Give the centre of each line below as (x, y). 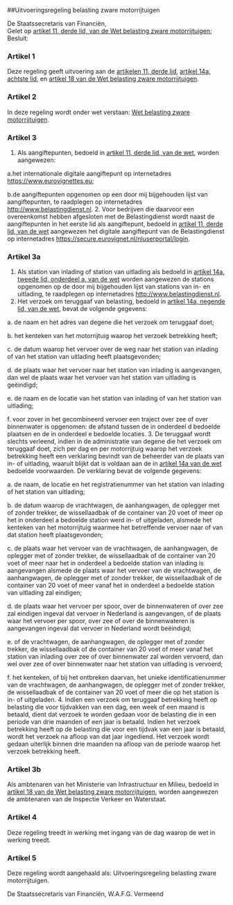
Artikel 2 (22, 97)
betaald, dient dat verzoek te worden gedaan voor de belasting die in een (112, 714)
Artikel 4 (22, 817)
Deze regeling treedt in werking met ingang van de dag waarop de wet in (111, 832)
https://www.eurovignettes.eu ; (51, 181)
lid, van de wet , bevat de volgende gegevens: (82, 309)
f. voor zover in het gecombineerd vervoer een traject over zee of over (108, 419)
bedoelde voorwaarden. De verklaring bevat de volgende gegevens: (104, 471)
